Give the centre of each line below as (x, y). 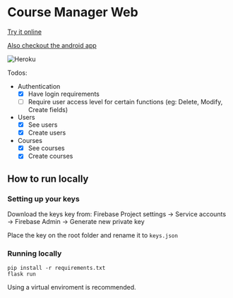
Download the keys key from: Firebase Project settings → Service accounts (117, 214)
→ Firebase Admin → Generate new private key (76, 222)
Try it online (25, 32)
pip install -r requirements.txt (56, 268)
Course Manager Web (73, 12)
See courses (46, 148)
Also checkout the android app (52, 45)
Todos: (17, 73)
